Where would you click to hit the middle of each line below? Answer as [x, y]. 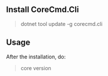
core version [36, 68]
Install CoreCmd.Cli [42, 10]
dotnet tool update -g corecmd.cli [61, 24]
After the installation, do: [36, 57]
